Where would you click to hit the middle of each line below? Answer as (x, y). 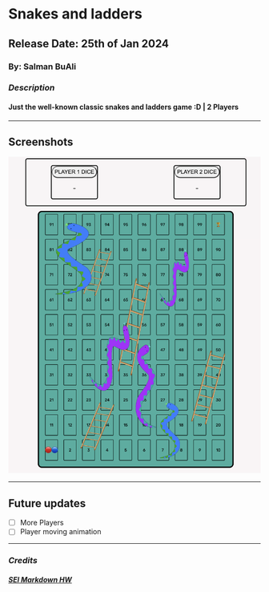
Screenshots (41, 142)
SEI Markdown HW (40, 579)
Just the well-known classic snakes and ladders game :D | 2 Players (123, 107)
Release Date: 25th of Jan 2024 (89, 44)
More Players (42, 523)
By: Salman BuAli (42, 67)
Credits (23, 561)
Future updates (47, 503)
